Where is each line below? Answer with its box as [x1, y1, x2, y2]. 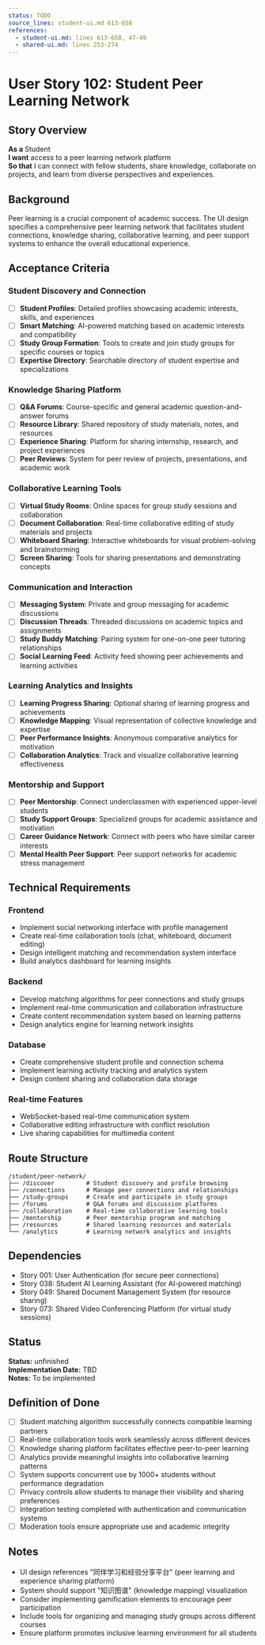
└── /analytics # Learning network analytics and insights [8, 1228, 232, 1236]
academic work [19, 463, 70, 473]
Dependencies [8, 1249, 81, 1263]
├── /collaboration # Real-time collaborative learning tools [8, 1207, 228, 1215]
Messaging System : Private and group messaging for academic [19, 599, 229, 610]
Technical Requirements [8, 881, 131, 895]
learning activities [19, 660, 78, 670]
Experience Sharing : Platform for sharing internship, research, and [19, 437, 239, 446]
